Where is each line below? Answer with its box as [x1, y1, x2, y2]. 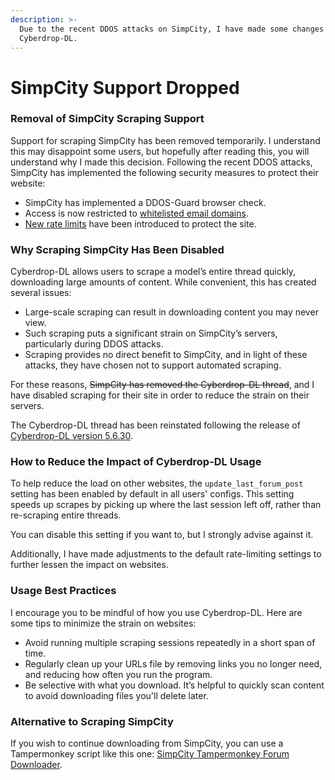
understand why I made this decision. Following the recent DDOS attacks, [10, 156, 313, 168]
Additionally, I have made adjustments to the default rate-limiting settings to [10, 548, 322, 560]
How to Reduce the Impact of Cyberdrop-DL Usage [10, 455, 262, 469]
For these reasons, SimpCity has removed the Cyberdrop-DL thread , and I [10, 379, 315, 391]
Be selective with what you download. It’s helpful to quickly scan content [24, 679, 325, 691]
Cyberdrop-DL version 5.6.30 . [10, 430, 133, 442]
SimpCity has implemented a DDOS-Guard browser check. [24, 196, 267, 208]
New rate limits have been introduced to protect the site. [24, 217, 257, 230]
